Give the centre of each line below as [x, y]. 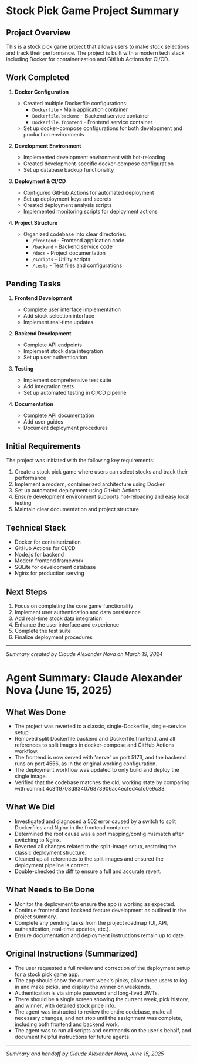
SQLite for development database [55, 567]
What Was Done [36, 712]
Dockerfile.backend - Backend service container [91, 115]
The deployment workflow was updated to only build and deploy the [97, 770]
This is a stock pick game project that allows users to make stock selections [98, 46]
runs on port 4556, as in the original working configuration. [86, 764]
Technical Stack [36, 528]
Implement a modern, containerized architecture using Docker [90, 484]
